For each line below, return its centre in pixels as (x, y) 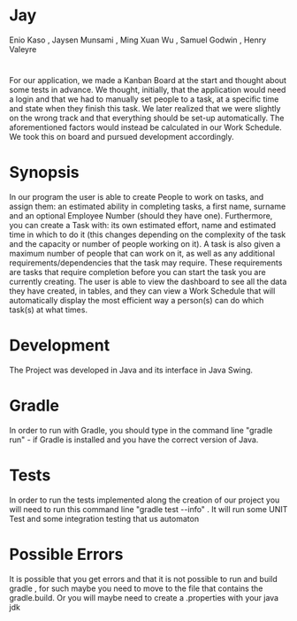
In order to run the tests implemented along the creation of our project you (145, 500)
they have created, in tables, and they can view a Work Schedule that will (142, 291)
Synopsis (44, 172)
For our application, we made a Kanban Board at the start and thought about (148, 80)
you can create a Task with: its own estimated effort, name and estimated (143, 226)
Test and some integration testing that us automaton (104, 518)
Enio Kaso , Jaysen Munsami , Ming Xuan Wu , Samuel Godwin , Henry (138, 40)
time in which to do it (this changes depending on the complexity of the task (148, 234)
